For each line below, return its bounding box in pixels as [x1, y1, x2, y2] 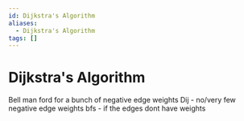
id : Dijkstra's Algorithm [8, 11, 95, 20]
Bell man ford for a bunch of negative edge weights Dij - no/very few [8, 95, 236, 105]
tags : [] [8, 34, 38, 42]
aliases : [8, 19, 38, 27]
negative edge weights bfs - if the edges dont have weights [8, 103, 206, 113]
